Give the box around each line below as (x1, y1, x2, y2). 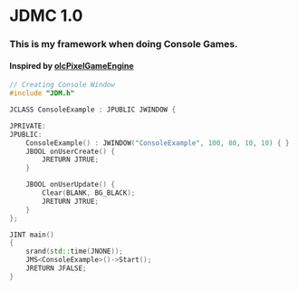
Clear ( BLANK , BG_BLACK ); (42, 188, 136, 198)
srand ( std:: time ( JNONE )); (25, 246, 124, 256)
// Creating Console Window (9, 81, 116, 90)
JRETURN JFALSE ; (25, 264, 88, 273)
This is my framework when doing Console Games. (9, 38, 238, 51)
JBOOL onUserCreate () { (25, 147, 116, 156)
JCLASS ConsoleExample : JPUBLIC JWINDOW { (9, 105, 177, 114)
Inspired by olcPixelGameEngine (9, 60, 134, 71)
